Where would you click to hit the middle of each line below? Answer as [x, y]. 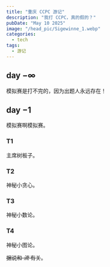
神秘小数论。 [22, 215]
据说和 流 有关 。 [26, 257]
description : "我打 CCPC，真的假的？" [51, 17]
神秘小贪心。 [22, 185]
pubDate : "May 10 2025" [36, 23]
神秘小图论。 [22, 245]
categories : [21, 34]
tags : [13, 46]
